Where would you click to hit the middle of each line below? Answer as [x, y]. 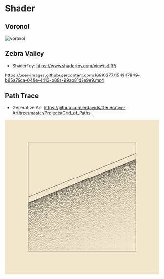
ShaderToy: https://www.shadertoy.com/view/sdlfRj [64, 65]
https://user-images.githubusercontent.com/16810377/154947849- [72, 75]
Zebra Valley [25, 54]
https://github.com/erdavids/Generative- [85, 107]
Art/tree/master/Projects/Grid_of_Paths [51, 113]
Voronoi [17, 27]
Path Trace [22, 96]
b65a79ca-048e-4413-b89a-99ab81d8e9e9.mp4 [55, 80]
